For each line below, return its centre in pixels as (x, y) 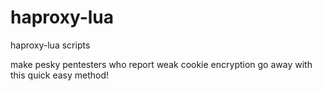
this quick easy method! (60, 75)
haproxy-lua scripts (50, 45)
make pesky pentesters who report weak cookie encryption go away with (161, 64)
